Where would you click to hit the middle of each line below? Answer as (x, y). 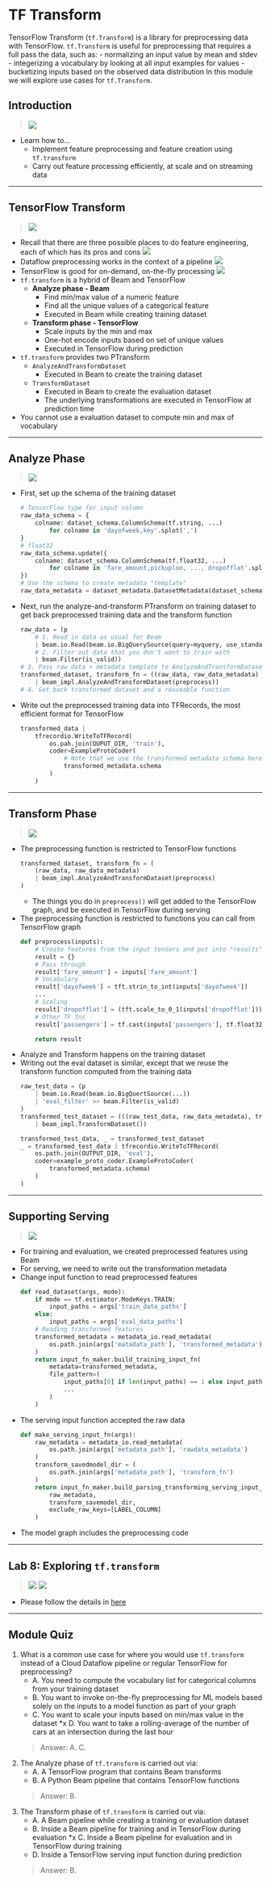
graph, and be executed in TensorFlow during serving (121, 910)
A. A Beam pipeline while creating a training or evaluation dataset (140, 1820)
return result (58, 1039)
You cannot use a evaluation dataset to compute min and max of (127, 417)
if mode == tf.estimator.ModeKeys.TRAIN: (105, 1299)
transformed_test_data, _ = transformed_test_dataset (112, 1139)
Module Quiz (41, 1635)
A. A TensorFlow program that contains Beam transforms (127, 1771)
